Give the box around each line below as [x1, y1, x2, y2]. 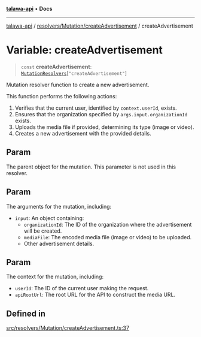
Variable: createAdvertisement [6, 43, 163, 57]
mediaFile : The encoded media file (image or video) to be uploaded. [23, 233, 192, 240]
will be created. [23, 227, 62, 234]
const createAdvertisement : [20, 63, 92, 70]
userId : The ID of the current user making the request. [14, 285, 149, 292]
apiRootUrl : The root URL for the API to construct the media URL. [14, 291, 176, 299]
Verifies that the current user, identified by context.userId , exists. [14, 104, 177, 112]
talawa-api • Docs [6, 5, 53, 12]
